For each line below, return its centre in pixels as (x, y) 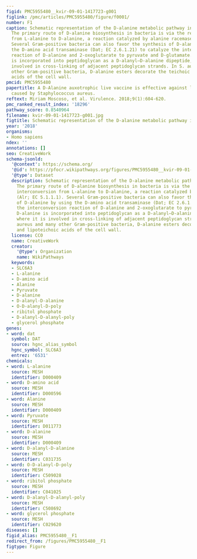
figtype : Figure (26, 547)
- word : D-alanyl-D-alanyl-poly (45, 497)
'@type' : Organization (44, 252)
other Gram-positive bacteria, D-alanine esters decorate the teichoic (101, 72)
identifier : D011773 (36, 426)
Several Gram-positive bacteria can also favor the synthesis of (93, 45)
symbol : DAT (26, 339)
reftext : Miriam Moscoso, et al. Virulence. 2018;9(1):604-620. (86, 99)
